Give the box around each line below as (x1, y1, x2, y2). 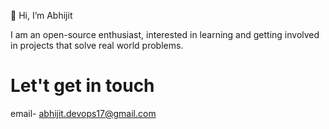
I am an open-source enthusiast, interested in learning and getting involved (10, 29, 320, 40)
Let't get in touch (10, 75, 155, 97)
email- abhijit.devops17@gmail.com (10, 107, 157, 119)
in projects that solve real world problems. (10, 40, 184, 51)
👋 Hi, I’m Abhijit (10, 10, 73, 21)
